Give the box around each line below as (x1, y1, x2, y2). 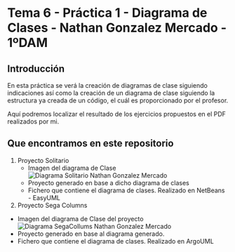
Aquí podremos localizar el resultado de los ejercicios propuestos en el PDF (7, 110, 227, 118)
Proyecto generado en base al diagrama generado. (17, 230, 165, 238)
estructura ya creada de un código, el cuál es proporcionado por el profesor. (7, 96, 229, 105)
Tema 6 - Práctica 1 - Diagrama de (7, 5, 208, 21)
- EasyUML (27, 193, 61, 201)
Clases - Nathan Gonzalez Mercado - (7, 20, 227, 36)
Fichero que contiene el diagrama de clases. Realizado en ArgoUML (17, 237, 214, 245)
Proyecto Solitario (17, 156, 69, 164)
